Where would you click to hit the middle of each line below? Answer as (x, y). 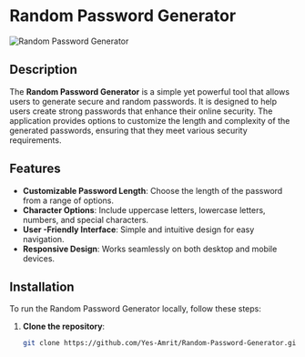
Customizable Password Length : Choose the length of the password (152, 190)
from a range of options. (68, 200)
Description (43, 70)
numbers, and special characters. (85, 219)
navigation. (44, 239)
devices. (39, 258)
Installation (42, 286)
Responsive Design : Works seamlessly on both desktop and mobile (150, 249)
